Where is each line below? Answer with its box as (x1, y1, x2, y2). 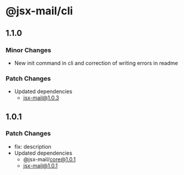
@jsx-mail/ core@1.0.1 (23, 155, 76, 162)
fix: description (14, 143, 52, 150)
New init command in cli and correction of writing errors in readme (14, 59, 179, 66)
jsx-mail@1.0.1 (23, 162, 58, 169)
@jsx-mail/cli (5, 4, 73, 18)
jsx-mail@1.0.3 (23, 94, 59, 102)
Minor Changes (5, 46, 51, 54)
